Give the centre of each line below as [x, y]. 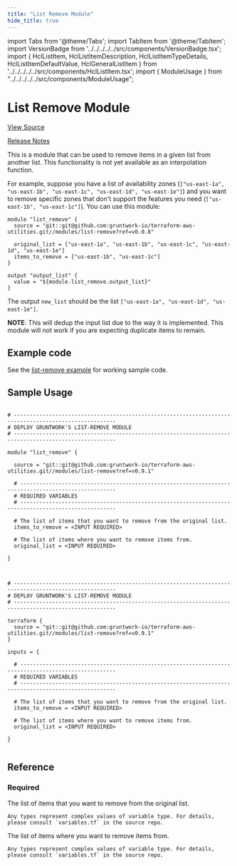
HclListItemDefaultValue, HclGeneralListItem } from [83, 63]
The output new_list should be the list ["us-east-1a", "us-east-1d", [109, 301]
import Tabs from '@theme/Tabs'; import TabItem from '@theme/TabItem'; [117, 41]
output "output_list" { [43, 276]
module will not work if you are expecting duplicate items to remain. [107, 330]
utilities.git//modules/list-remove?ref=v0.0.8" [81, 232]
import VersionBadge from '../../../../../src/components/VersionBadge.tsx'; [115, 48]
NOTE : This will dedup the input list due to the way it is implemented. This [116, 323]
